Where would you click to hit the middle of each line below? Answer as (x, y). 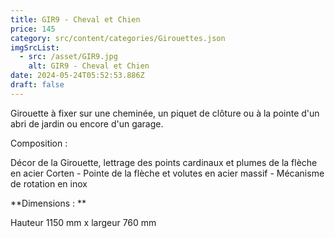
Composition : (39, 143)
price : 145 (33, 29)
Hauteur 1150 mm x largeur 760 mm (83, 222)
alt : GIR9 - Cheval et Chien (89, 66)
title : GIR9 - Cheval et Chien (75, 19)
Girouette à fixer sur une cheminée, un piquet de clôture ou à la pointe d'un (165, 113)
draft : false (37, 85)
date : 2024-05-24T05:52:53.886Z (77, 76)
